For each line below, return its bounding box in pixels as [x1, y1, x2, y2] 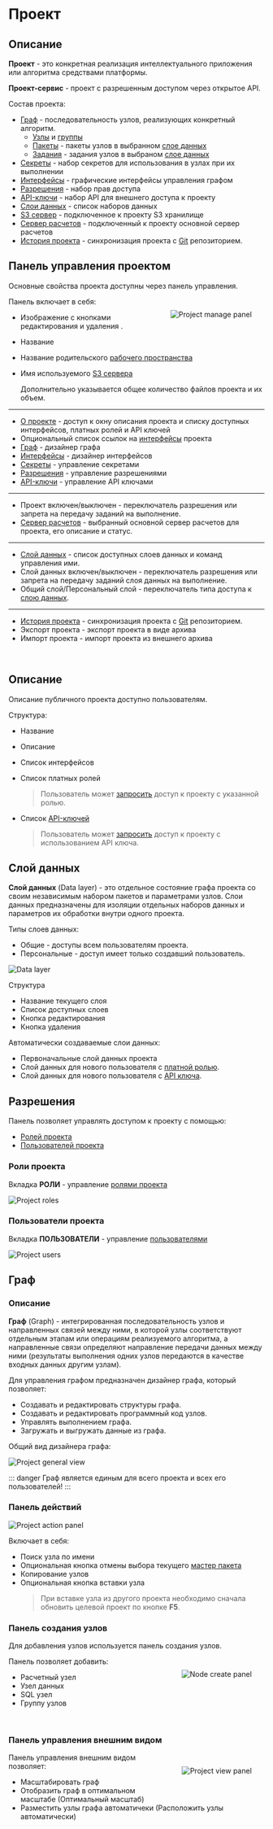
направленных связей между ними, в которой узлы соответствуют [8, 1325, 242, 1334]
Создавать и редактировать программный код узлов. [19, 1408, 207, 1418]
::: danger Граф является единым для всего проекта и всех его [8, 1473, 226, 1482]
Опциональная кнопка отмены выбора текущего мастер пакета [19, 1560, 242, 1570]
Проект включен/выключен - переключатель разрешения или [19, 500, 237, 509]
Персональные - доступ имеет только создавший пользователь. [19, 949, 245, 958]
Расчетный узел [19, 1673, 76, 1683]
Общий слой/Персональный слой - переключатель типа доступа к [19, 583, 252, 594]
